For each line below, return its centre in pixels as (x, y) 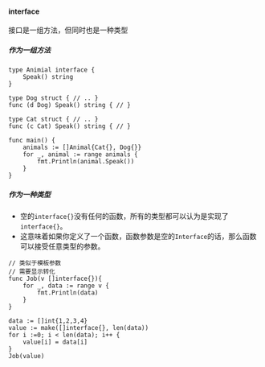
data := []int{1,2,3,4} (48, 321)
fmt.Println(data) (68, 293)
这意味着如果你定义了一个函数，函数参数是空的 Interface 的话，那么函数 (138, 237)
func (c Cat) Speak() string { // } (69, 126)
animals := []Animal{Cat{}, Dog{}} (82, 148)
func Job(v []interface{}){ (55, 279)
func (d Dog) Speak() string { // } (69, 105)
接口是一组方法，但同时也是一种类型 (68, 30)
